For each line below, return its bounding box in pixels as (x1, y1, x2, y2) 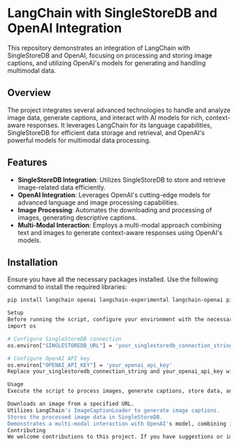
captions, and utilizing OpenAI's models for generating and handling (7, 58, 206, 67)
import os (7, 323, 37, 330)
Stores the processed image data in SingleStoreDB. (7, 414, 163, 421)
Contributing (7, 426, 46, 434)
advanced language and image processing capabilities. (17, 198, 179, 207)
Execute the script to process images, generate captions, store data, (7, 387, 223, 395)
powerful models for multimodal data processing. (7, 136, 151, 144)
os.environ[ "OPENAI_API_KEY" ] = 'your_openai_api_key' (7, 361, 173, 369)
